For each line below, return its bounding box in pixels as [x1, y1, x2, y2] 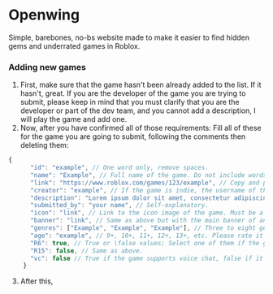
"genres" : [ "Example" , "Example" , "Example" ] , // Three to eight [29, 224, 256, 232]
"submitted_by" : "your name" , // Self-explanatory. [29, 201, 209, 210]
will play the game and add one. [19, 115, 128, 124]
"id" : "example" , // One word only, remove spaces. [29, 164, 209, 172]
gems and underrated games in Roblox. [8, 41, 141, 50]
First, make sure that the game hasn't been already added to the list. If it [19, 80, 262, 90]
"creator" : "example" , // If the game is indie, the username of [29, 186, 256, 194]
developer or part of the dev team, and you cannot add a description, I [19, 106, 256, 115]
